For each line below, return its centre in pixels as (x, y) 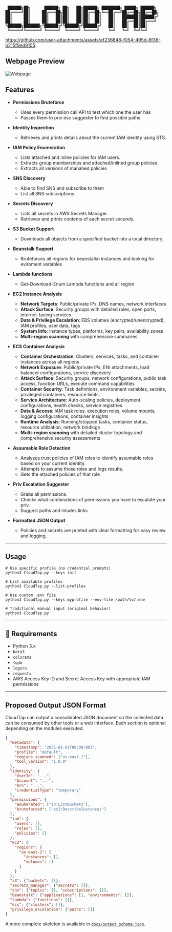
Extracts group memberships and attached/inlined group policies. (89, 163)
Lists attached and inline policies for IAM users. (70, 157)
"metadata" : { (25, 742)
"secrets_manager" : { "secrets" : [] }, (50, 886)
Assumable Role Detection (41, 448)
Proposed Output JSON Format (56, 705)
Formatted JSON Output (39, 520)
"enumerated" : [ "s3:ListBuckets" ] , (52, 805)
